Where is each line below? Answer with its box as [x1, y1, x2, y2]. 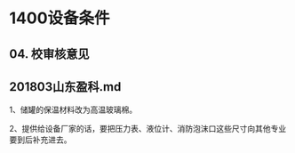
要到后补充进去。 [9, 134, 72, 145]
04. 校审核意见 [9, 46, 90, 61]
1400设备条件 [9, 8, 110, 28]
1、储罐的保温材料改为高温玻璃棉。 [9, 104, 138, 116]
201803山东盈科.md [9, 79, 122, 94]
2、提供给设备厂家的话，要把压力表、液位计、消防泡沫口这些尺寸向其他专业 [9, 124, 287, 134]
